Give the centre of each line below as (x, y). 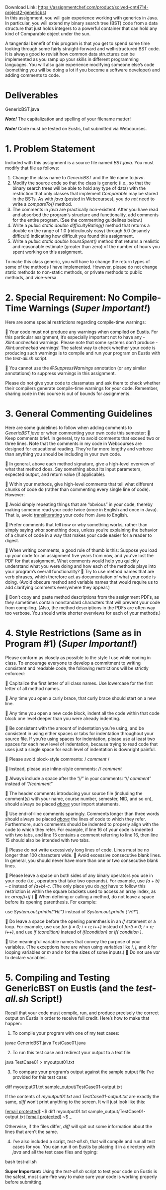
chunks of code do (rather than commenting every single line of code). (78, 489)
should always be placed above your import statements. (63, 804)
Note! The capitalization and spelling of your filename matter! (68, 119)
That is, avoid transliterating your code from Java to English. (67, 515)
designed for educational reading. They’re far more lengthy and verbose (79, 448)
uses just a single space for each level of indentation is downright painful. (81, 749)
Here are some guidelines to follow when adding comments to (69, 427)
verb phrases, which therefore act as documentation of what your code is (81, 577)
